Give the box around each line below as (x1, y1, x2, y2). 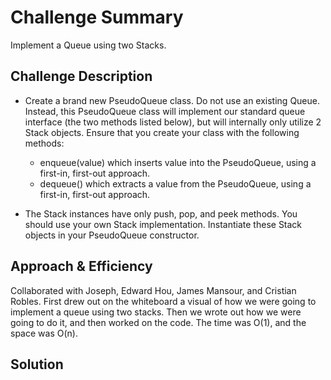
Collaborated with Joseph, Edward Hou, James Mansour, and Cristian (10, 284, 297, 296)
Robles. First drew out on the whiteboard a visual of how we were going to (10, 295, 317, 307)
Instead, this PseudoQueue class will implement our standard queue (24, 105, 306, 117)
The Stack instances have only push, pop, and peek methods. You (24, 207, 298, 220)
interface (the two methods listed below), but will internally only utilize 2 (24, 116, 322, 128)
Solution (10, 356, 64, 373)
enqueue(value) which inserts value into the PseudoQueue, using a (39, 156, 317, 168)
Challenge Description (10, 68, 153, 85)
